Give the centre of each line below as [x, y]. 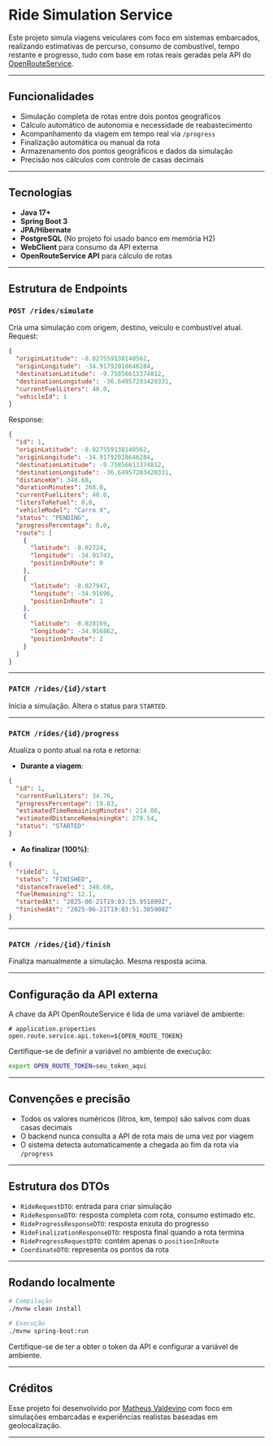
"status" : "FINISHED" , [54, 879]
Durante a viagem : [52, 766]
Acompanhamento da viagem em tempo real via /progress [118, 133]
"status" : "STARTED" [50, 826]
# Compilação [30, 1301]
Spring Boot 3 [44, 221]
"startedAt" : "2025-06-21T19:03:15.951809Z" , [94, 902]
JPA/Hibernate [45, 229]
